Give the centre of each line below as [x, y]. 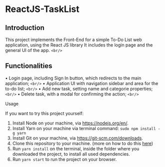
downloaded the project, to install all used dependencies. [71, 154]
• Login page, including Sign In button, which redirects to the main [73, 78]
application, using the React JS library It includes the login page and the [79, 45]
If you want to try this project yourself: [44, 113]
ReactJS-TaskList [42, 9]
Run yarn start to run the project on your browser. [65, 159]
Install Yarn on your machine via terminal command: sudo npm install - [86, 128]
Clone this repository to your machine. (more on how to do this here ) [83, 143]
